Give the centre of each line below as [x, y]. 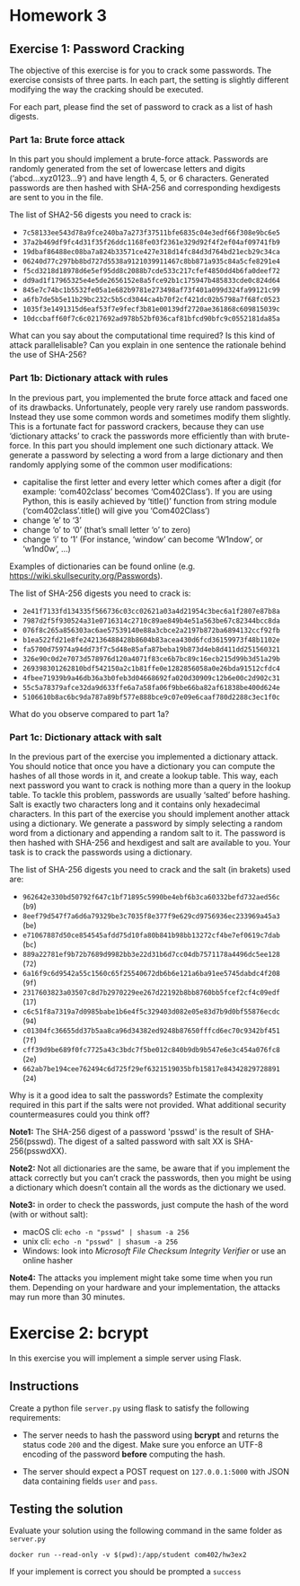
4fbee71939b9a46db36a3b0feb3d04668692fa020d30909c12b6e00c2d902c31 [151, 678]
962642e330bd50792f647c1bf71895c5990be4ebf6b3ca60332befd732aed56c [151, 897]
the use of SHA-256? [48, 355]
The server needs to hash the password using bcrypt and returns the [150, 1435]
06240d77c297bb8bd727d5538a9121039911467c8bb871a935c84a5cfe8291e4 [151, 261]
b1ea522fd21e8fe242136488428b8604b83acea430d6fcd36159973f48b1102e [151, 640]
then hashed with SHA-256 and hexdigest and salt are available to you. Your [150, 842]
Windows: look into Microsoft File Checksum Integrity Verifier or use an [154, 1251]
